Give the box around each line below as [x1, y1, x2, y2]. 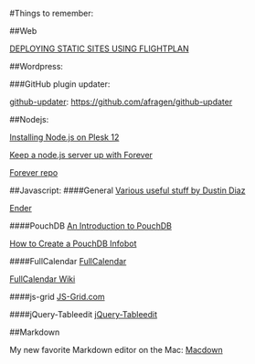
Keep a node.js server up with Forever [9, 150, 154, 160]
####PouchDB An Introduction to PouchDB [9, 220, 172, 231]
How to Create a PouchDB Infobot [9, 238, 137, 249]
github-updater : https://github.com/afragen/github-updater [9, 96, 233, 107]
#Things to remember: [9, 8, 94, 18]
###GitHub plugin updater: [9, 79, 111, 90]
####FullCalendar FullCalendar [9, 256, 127, 266]
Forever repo [9, 167, 58, 177]
